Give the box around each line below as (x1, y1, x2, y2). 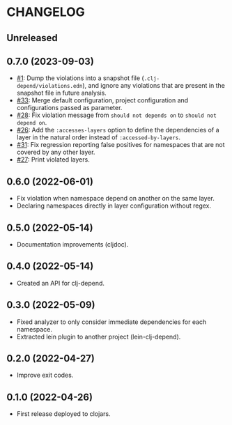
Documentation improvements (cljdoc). (16, 240, 129, 249)
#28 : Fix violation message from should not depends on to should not (16, 111, 217, 119)
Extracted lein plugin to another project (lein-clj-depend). (16, 332, 181, 341)
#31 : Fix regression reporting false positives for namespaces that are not (16, 141, 225, 149)
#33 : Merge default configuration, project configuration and (16, 96, 189, 105)
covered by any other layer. (16, 148, 95, 157)
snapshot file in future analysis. (16, 88, 107, 98)
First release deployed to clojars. (16, 410, 111, 418)
